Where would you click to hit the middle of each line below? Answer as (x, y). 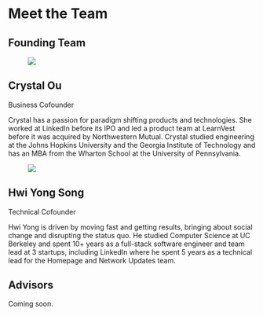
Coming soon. (31, 304)
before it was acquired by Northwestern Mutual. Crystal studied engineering (131, 136)
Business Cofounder (41, 105)
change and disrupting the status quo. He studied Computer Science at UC (130, 235)
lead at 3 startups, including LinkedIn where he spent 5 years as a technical (130, 252)
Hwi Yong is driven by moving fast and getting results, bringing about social (130, 227)
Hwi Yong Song (46, 193)
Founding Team (47, 43)
